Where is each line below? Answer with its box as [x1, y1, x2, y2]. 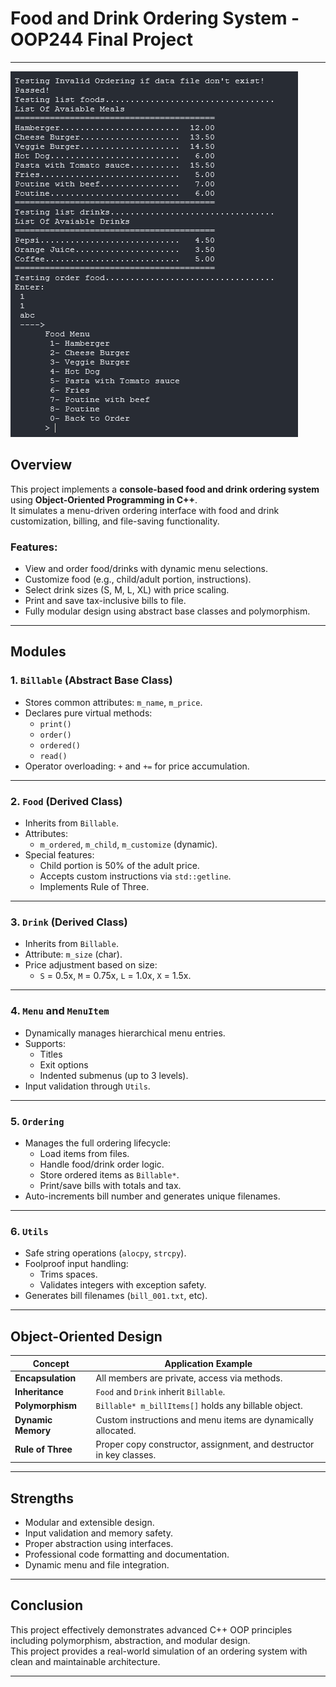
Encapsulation [14, 1372, 77, 1384]
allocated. [95, 1424, 137, 1436]
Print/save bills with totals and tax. [39, 1179, 182, 1191]
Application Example [164, 1357, 253, 1369]
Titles [39, 1048, 63, 1060]
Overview [10, 457, 73, 474]
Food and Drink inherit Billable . [95, 1386, 226, 1398]
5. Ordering [10, 1114, 65, 1128]
